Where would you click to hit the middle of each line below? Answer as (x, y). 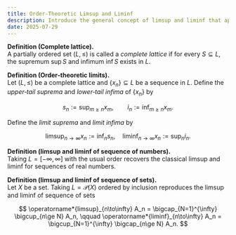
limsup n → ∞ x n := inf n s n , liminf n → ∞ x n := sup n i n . (118, 136)
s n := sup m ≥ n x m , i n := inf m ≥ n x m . (118, 108)
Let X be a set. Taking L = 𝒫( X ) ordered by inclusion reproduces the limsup (116, 187)
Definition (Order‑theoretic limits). (59, 75)
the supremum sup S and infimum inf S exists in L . (79, 62)
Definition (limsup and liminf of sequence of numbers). (89, 151)
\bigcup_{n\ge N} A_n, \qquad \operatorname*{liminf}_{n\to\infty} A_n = (118, 216)
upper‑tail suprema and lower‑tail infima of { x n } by (80, 93)
